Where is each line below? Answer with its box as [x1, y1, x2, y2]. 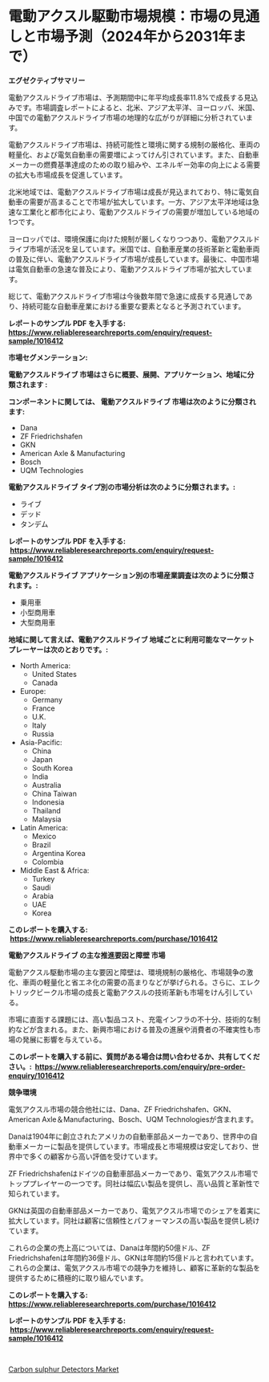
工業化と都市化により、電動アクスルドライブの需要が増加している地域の [22, 206, 260, 217]
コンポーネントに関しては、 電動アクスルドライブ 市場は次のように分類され [8, 397, 256, 406]
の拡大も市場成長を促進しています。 [8, 169, 127, 179]
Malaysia [31, 814, 62, 824]
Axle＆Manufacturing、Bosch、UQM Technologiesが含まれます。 [42, 1114, 259, 1124]
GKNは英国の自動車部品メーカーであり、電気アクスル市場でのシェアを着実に [8, 1205, 261, 1215]
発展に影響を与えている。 [22, 1034, 106, 1044]
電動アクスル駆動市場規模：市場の [8, 7, 232, 26]
